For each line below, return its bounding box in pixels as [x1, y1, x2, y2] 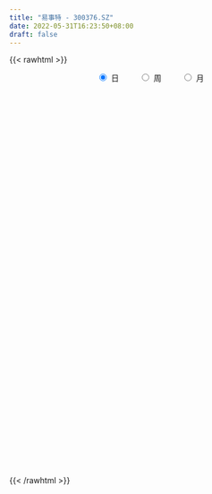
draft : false [9, 30, 58, 39]
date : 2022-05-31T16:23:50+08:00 [9, 22, 134, 30]
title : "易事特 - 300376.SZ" [9, 13, 114, 22]
